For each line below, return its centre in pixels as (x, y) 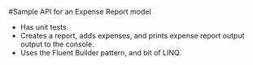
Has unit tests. (44, 27)
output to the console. (57, 44)
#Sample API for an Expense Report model (80, 12)
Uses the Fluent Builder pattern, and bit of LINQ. (100, 53)
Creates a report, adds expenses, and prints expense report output (132, 36)
